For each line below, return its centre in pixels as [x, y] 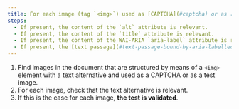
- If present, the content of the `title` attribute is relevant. [114, 34]
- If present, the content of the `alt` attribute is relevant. [111, 27]
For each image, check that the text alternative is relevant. [103, 90]
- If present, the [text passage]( [67, 47]
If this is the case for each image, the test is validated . [98, 98]
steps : [17, 21]
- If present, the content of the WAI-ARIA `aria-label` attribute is [121, 41]
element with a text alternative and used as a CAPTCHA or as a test [116, 75]
